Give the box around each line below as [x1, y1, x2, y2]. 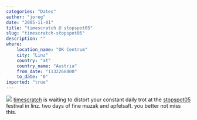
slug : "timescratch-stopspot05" [6, 30, 85, 36]
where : [6, 42, 22, 47]
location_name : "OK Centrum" [16, 47, 88, 53]
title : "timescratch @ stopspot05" [6, 25, 93, 31]
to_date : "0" [16, 74, 49, 80]
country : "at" [16, 57, 51, 63]
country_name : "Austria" [16, 63, 77, 69]
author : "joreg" [6, 14, 46, 20]
